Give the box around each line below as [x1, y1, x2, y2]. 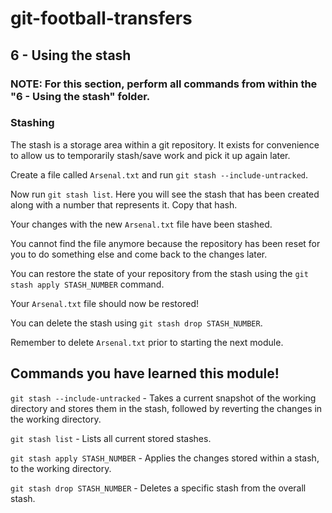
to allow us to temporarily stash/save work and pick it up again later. [10, 149, 291, 161]
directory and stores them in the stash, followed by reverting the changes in [10, 402, 323, 414]
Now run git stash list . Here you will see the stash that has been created [10, 188, 320, 200]
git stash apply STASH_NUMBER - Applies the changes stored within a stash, [10, 452, 320, 464]
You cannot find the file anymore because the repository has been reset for [10, 237, 321, 249]
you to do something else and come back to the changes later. [10, 248, 268, 260]
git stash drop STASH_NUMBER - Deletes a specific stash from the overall [10, 482, 307, 494]
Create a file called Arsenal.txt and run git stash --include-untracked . [10, 168, 309, 181]
